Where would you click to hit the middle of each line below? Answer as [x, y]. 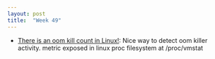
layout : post [27, 14]
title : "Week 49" [34, 20]
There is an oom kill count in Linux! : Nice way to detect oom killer [112, 40]
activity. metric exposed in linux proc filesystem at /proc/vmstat [110, 48]
